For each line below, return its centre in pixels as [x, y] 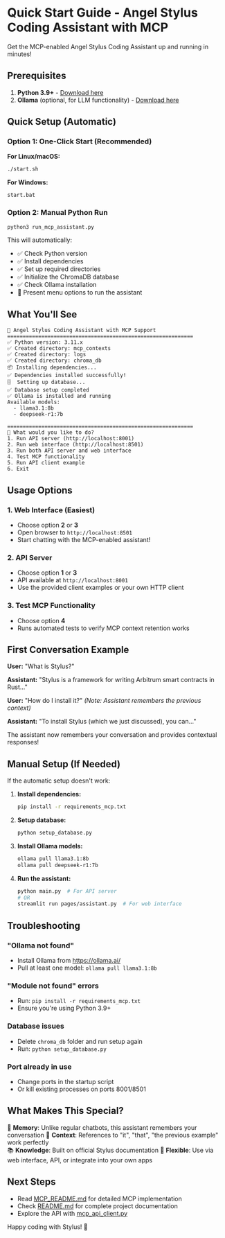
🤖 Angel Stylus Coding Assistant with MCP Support [82, 331]
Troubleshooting [44, 926]
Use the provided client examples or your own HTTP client [100, 588]
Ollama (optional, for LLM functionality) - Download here [98, 100]
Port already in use [39, 1067]
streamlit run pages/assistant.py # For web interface [99, 904]
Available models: [34, 402]
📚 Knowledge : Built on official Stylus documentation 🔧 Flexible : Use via [110, 1150]
